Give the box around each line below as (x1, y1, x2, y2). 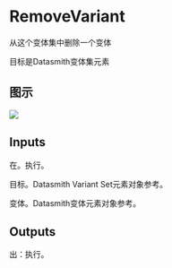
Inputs (9, 134, 47, 150)
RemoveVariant (9, 6, 125, 27)
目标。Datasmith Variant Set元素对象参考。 (9, 178, 168, 189)
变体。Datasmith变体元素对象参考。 (9, 197, 142, 208)
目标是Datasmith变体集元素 (9, 56, 110, 66)
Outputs (9, 224, 56, 239)
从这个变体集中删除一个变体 (9, 37, 112, 48)
